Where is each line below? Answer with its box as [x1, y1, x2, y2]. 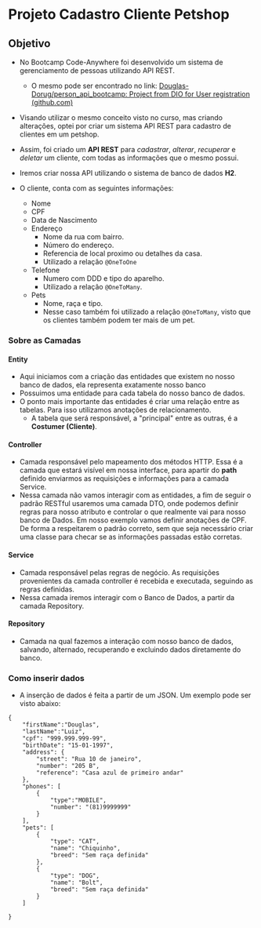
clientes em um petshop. [19, 129, 100, 139]
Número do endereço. [42, 241, 114, 249]
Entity [8, 355, 29, 364]
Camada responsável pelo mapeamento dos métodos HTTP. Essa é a [19, 457, 243, 467]
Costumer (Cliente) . [31, 422, 98, 431]
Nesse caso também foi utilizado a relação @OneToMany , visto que [42, 308, 252, 316]
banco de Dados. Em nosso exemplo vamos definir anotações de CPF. [19, 515, 247, 525]
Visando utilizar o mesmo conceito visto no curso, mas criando [19, 113, 223, 122]
